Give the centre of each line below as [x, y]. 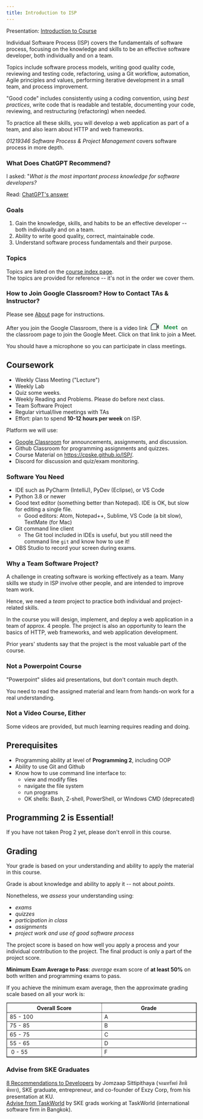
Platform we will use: [32, 430]
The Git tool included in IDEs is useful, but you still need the [98, 535]
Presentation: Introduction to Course [52, 31]
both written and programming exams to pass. [64, 976]
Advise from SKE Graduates [48, 1070]
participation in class [41, 920]
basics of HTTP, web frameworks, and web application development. [92, 632]
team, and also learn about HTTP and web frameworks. [75, 129]
